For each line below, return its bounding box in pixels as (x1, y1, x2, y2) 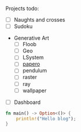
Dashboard (13, 99, 41, 106)
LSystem (22, 54, 44, 61)
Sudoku (13, 23, 33, 30)
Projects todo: (5, 5, 39, 12)
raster (22, 74, 37, 81)
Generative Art (13, 34, 50, 41)
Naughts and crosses (13, 16, 65, 23)
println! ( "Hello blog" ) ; (16, 116, 76, 121)
